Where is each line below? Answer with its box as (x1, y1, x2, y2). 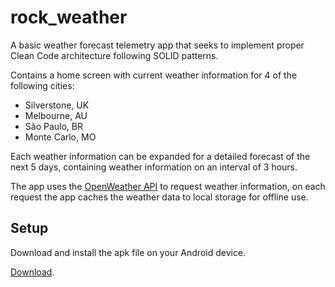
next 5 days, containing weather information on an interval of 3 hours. (10, 161, 298, 173)
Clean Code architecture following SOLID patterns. (10, 49, 219, 61)
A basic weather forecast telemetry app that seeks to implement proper (10, 39, 305, 51)
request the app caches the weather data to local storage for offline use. (10, 191, 309, 203)
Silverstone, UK (24, 99, 90, 111)
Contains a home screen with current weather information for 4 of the (10, 69, 298, 81)
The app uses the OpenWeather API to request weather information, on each (10, 180, 326, 192)
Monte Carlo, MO (24, 131, 97, 143)
